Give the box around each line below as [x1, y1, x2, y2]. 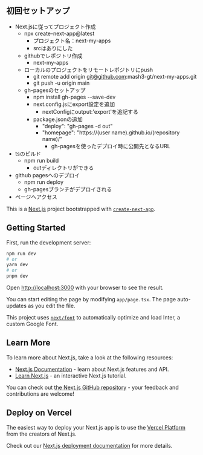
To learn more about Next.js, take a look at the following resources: [6, 353, 173, 361]
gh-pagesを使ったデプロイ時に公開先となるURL [51, 142, 170, 149]
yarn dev [6, 262, 28, 268]
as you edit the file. [28, 302, 76, 309]
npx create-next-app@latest [24, 30, 95, 37]
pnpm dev [6, 273, 28, 280]
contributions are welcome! [6, 390, 74, 398]
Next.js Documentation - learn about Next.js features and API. [14, 365, 169, 373]
